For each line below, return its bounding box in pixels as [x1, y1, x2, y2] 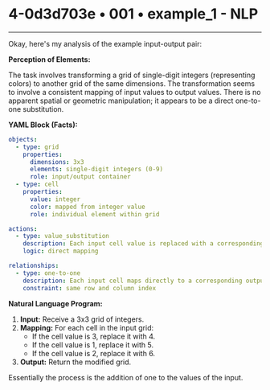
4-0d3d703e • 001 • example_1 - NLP [8, 5, 259, 23]
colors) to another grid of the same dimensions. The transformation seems [8, 78, 256, 88]
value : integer [29, 195, 81, 203]
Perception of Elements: [8, 54, 91, 64]
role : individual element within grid [29, 210, 160, 218]
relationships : [8, 262, 59, 270]
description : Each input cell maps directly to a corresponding [22, 277, 243, 285]
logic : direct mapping [22, 247, 99, 256]
